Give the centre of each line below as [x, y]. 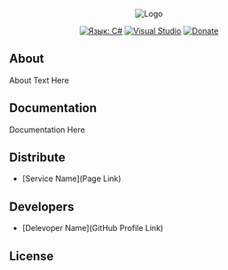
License [31, 256]
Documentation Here [47, 130]
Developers [42, 206]
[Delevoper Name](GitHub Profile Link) [93, 228]
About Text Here [39, 80]
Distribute [37, 158]
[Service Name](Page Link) [71, 179]
